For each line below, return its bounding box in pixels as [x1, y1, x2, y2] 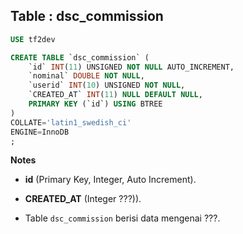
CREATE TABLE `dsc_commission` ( [10, 52, 150, 63]
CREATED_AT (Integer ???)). [24, 193, 142, 205]
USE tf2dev [10, 34, 56, 44]
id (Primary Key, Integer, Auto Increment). [24, 174, 197, 186]
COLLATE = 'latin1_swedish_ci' [10, 117, 132, 128]
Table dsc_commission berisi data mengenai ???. [24, 212, 221, 224]
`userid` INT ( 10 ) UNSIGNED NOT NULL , [28, 80, 186, 91]
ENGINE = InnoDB [10, 127, 70, 137]
